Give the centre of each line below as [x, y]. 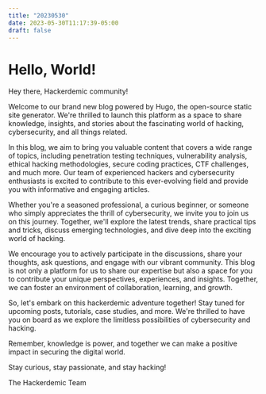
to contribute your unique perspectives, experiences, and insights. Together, [133, 279]
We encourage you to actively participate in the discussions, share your [125, 254]
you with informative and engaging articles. [79, 189]
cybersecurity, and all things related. [68, 132]
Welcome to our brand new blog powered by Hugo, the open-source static [130, 107]
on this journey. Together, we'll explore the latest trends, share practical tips [132, 222]
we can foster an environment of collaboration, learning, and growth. [120, 288]
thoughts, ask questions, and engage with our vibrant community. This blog [132, 262]
